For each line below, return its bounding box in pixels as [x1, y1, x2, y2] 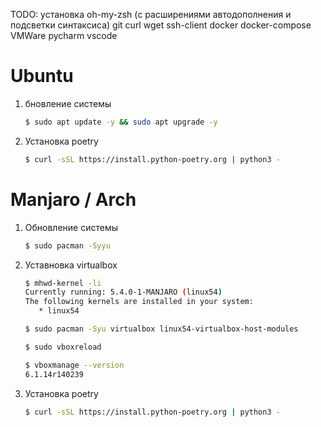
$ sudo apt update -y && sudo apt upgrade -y [24, 117, 218, 127]
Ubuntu [10, 65, 74, 88]
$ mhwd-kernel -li [24, 278, 102, 288]
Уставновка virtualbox [24, 259, 118, 271]
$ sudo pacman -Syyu [24, 240, 111, 251]
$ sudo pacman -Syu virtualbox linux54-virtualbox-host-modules [24, 324, 299, 334]
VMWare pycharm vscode [10, 30, 118, 41]
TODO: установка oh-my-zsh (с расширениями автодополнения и [10, 9, 292, 20]
